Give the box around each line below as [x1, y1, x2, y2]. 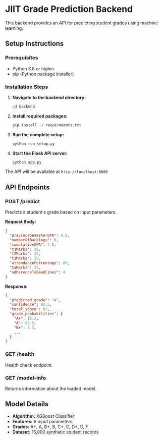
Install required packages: [12, 113, 68, 119]
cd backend [12, 104, 35, 109]
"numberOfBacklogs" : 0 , [9, 237, 58, 242]
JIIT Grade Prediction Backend [5, 3, 133, 15]
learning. [5, 25, 23, 31]
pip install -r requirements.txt [12, 122, 82, 127]
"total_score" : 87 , [9, 307, 50, 312]
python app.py [12, 160, 42, 165]
